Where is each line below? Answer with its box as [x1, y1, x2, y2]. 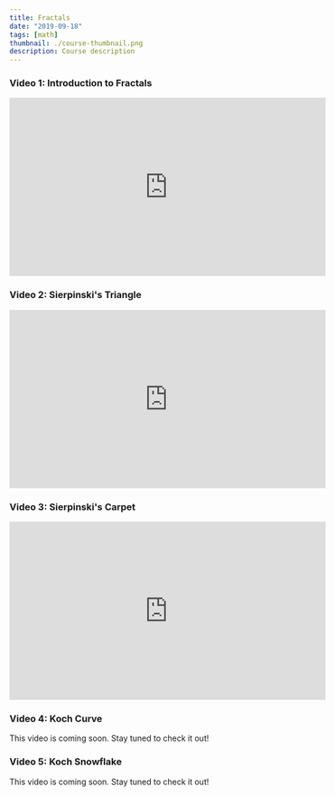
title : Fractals [9, 13, 70, 23]
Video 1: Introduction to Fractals [9, 77, 153, 90]
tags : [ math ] [9, 30, 59, 39]
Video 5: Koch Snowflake [9, 755, 122, 768]
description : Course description [9, 47, 135, 56]
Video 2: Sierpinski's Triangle [9, 289, 142, 302]
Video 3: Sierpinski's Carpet [9, 500, 136, 513]
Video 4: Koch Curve [9, 712, 103, 724]
